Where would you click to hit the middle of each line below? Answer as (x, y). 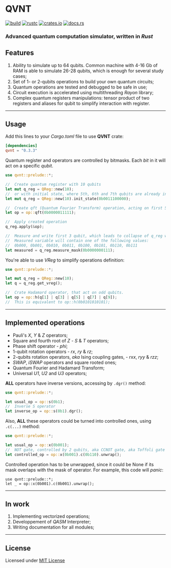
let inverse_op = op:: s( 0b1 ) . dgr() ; (44, 411)
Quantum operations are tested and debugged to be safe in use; (80, 87)
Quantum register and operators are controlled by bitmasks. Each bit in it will (85, 160)
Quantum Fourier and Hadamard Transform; (59, 368)
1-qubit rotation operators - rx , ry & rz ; (53, 352)
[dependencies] (21, 146)
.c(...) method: (23, 427)
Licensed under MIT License (35, 560)
